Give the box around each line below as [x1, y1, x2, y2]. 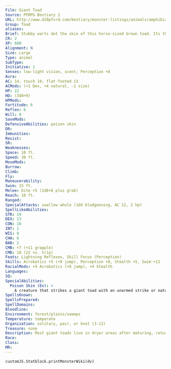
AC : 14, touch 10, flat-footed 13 [5, 79, 79, 84]
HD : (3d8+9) [5, 93, 31, 98]
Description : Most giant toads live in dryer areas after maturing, [5, 331, 154, 336]
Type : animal [5, 55, 33, 60]
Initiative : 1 [5, 64, 36, 70]
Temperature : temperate [5, 316, 56, 321]
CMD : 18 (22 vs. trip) [5, 250, 53, 255]
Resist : [5, 136, 22, 141]
